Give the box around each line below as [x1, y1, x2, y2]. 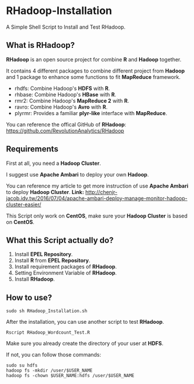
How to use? [6, 292, 53, 302]
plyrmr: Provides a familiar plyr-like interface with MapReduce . [14, 109, 168, 116]
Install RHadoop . [14, 276, 56, 283]
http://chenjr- [85, 188, 118, 195]
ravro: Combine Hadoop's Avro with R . [14, 103, 108, 110]
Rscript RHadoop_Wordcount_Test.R [6, 330, 91, 335]
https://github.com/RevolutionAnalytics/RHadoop [6, 127, 124, 134]
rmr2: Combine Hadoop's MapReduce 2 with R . [14, 97, 130, 104]
